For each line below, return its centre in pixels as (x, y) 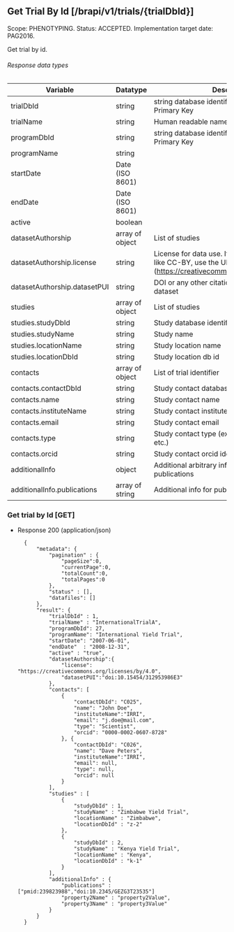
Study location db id (186, 357)
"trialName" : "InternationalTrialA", (105, 623)
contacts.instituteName (49, 411)
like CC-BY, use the (186, 263)
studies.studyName (42, 334)
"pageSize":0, (82, 561)
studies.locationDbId (45, 357)
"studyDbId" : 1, (99, 806)
